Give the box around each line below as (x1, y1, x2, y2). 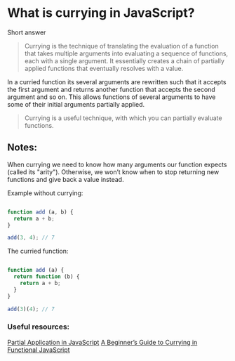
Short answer (7, 28, 46, 37)
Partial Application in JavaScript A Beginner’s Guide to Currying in (7, 338, 198, 346)
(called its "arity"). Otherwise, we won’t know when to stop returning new (7, 167, 220, 176)
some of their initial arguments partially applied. (7, 100, 145, 108)
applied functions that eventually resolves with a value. (24, 64, 184, 72)
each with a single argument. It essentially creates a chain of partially (24, 56, 224, 65)
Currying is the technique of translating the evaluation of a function (24, 41, 219, 50)
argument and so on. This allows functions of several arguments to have (7, 93, 216, 101)
